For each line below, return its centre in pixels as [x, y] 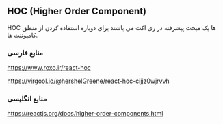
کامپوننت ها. [23, 35]
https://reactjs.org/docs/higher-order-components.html [85, 114]
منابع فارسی [25, 53]
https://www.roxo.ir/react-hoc [49, 68]
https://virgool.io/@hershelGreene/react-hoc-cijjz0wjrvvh [88, 81]
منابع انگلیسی [27, 99]
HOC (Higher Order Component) [77, 11]
